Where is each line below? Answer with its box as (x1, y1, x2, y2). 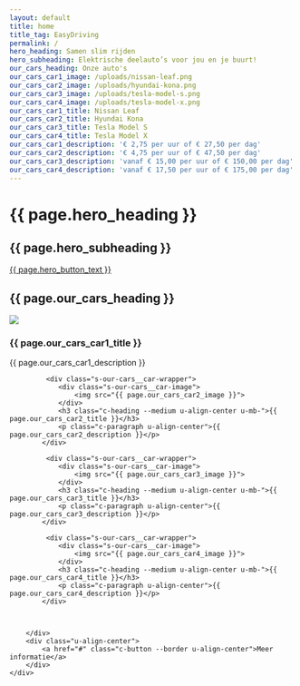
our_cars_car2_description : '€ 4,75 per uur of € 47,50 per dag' (9, 148, 261, 157)
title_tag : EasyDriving (9, 30, 100, 39)
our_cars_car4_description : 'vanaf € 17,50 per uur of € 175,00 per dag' (9, 165, 295, 174)
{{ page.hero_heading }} (9, 204, 198, 225)
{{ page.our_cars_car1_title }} (9, 337, 142, 349)
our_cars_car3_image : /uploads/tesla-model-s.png (9, 89, 201, 98)
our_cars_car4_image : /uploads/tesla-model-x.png (9, 97, 201, 107)
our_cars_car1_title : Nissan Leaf (9, 106, 140, 115)
